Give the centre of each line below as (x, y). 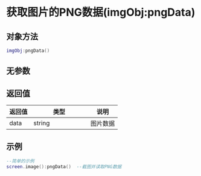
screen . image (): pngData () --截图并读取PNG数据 (64, 166)
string (42, 123)
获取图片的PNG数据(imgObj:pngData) (101, 12)
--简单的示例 (20, 161)
